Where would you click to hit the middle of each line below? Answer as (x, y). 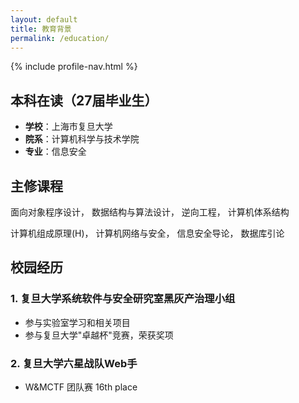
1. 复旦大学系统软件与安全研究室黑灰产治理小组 (123, 299)
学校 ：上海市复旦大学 (68, 127)
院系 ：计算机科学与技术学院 (82, 139)
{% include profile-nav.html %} (74, 67)
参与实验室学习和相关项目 (77, 322)
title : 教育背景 (41, 29)
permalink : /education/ (60, 38)
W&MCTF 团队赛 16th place (81, 387)
